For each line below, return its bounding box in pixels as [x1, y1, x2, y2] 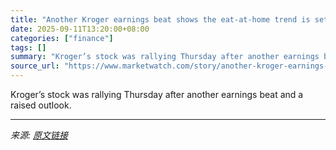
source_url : [10, 61, 60, 71]
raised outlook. [10, 99, 72, 111]
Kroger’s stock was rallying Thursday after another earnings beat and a [10, 89, 304, 100]
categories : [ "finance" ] [10, 33, 114, 43]
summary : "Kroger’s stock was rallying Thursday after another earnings [10, 52, 320, 62]
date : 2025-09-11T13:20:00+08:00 [10, 24, 150, 34]
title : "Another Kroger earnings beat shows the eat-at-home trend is [10, 14, 311, 25]
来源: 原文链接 [10, 129, 68, 141]
